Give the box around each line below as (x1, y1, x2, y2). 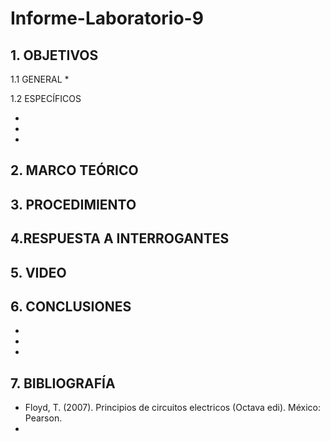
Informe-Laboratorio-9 (10, 7, 204, 30)
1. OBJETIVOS (10, 47, 99, 64)
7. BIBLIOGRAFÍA (10, 375, 116, 392)
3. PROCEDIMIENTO (10, 196, 137, 213)
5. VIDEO (10, 264, 67, 281)
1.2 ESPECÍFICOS (10, 93, 82, 104)
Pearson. (24, 412, 63, 424)
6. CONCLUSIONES (10, 298, 132, 315)
